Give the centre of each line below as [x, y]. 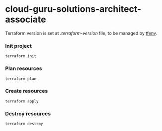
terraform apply [22, 101]
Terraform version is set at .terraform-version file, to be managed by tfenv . [81, 33]
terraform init [21, 56]
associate [26, 19]
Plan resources [24, 68]
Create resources [27, 91]
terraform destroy [24, 124]
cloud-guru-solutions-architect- [73, 9]
